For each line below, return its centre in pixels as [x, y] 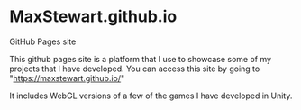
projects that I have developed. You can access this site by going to [135, 69]
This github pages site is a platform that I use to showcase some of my [141, 59]
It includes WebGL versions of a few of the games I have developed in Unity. [151, 96]
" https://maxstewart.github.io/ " [67, 78]
